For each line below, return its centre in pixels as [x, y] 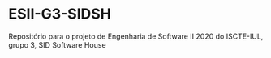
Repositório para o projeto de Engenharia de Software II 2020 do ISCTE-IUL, [136, 36]
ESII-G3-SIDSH [60, 14]
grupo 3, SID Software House [58, 44]
